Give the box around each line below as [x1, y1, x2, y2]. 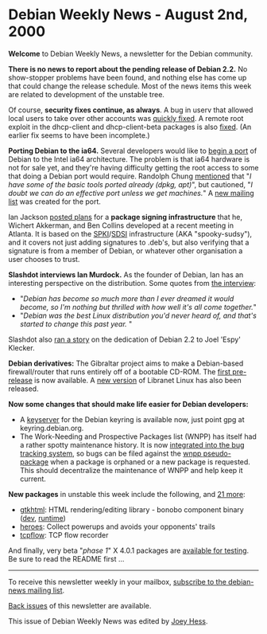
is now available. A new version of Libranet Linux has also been [34, 375, 242, 385]
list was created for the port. [8, 197, 102, 206]
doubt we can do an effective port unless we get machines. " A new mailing [8, 188, 254, 198]
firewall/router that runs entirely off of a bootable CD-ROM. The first [8, 366, 231, 376]
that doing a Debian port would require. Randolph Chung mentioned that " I [8, 171, 252, 181]
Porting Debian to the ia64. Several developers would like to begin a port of [8, 146, 257, 155]
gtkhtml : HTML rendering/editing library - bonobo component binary [19, 504, 244, 515]
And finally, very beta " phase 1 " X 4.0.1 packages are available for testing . [8, 546, 250, 555]
